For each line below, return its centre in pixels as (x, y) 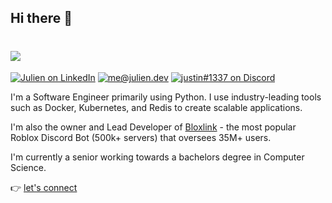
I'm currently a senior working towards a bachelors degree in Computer (157, 157)
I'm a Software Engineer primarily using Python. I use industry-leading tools (166, 97)
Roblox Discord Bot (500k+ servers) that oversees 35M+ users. (141, 138)
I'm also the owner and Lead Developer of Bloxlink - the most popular (153, 127)
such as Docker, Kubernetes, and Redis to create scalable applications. (156, 108)
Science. (28, 168)
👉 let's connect (44, 188)
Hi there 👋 (41, 18)
